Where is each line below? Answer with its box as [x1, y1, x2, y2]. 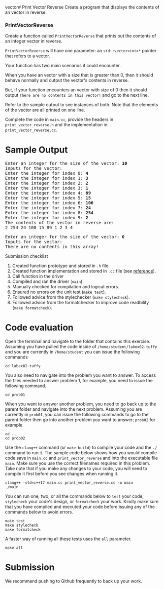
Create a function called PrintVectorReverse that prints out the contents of [5, 33, 157, 39]
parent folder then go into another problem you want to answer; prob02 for [5, 417, 156, 423]
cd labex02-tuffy [5, 364, 41, 369]
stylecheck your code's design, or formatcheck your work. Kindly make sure [5, 499, 159, 505]
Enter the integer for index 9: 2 [5, 215, 89, 221]
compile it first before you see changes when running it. [5, 471, 119, 477]
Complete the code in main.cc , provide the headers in [5, 117, 114, 122]
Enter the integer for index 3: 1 [5, 185, 89, 191]
